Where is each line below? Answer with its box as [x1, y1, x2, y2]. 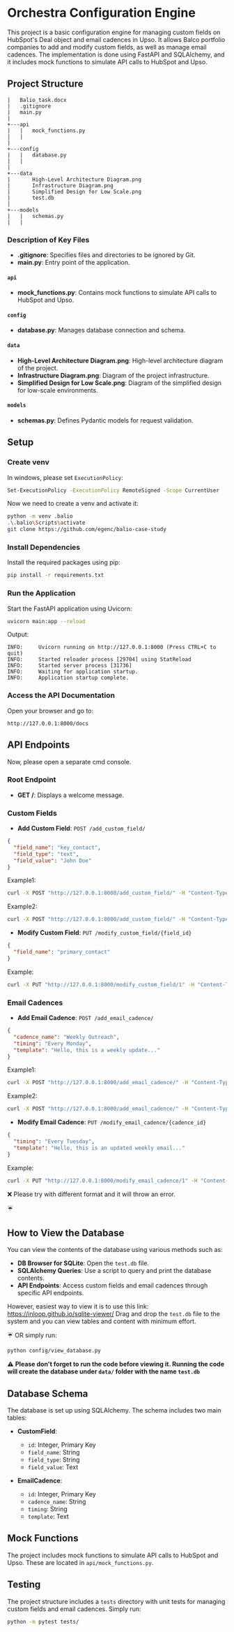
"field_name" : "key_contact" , [13, 844, 101, 851]
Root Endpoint [7, 775, 56, 785]
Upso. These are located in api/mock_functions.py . [7, 1558, 154, 1566]
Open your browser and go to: [7, 706, 94, 715]
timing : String [27, 1505, 68, 1513]
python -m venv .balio [7, 513, 73, 520]
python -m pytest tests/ [7, 1618, 79, 1625]
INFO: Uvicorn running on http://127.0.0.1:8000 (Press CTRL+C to [7, 644, 217, 651]
